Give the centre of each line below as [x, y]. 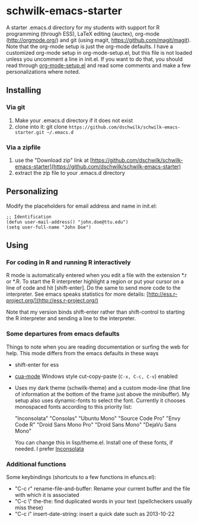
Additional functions [36, 464]
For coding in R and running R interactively [69, 262]
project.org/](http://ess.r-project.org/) [52, 300]
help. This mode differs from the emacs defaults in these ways [82, 353]
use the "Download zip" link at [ [53, 160]
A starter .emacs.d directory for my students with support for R [83, 27]
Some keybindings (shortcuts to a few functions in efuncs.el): [81, 477]
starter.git [29, 132]
